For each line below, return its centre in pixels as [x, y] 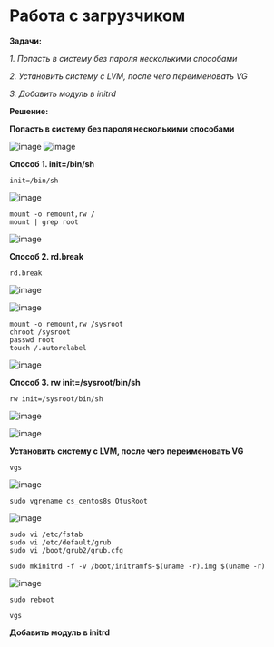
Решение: [29, 111]
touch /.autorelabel [49, 348]
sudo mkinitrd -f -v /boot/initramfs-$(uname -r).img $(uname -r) [137, 566]
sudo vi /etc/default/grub [60, 542]
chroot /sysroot [40, 332]
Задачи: [26, 41]
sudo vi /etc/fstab [46, 534]
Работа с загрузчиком [98, 16]
